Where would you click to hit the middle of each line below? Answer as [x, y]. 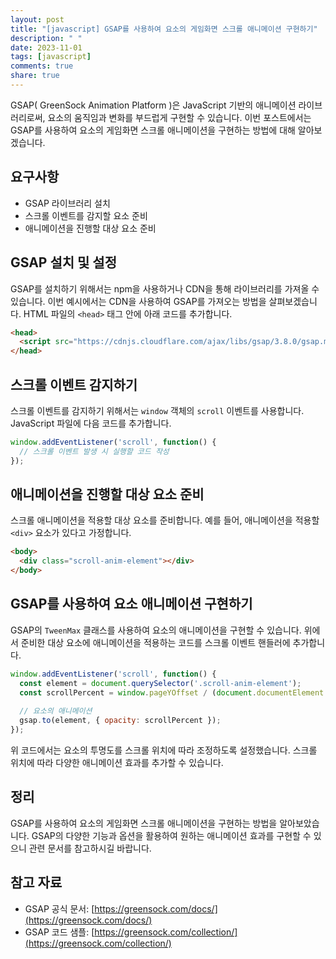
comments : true [42, 66]
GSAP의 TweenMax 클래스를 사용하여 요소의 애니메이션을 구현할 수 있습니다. [156, 630]
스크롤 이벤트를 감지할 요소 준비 [86, 215]
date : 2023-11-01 [46, 47]
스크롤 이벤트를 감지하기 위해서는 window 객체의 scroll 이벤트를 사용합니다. [157, 410]
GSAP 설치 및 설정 [63, 262]
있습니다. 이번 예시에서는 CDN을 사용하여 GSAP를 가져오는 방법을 [138, 301]
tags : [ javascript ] [51, 57]
